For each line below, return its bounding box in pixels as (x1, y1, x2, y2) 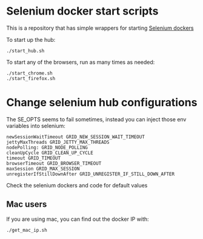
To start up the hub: (6, 36, 56, 43)
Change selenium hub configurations (6, 96, 198, 110)
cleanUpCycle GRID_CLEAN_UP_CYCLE (6, 150, 94, 156)
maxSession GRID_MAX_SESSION (6, 166, 80, 172)
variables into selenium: (6, 122, 65, 129)
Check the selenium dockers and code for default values (6, 181, 148, 189)
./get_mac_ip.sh (6, 227, 47, 233)
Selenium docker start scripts (6, 4, 159, 18)
